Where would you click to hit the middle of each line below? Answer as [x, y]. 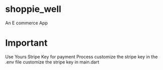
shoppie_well [33, 9]
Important [26, 43]
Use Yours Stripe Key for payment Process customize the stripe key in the [81, 57]
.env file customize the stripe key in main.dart [52, 62]
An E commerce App [27, 23]
